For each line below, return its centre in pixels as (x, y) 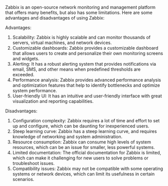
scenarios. (23, 179)
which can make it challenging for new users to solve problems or (80, 158)
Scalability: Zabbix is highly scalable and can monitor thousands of (81, 37)
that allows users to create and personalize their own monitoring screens (88, 53)
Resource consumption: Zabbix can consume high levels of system (82, 142)
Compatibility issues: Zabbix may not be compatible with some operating (88, 168)
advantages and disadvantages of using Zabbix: (55, 18)
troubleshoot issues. (34, 163)
